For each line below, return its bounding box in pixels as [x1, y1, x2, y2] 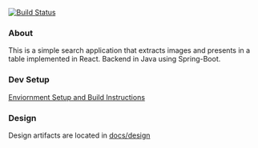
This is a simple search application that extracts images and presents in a [8, 46, 251, 55]
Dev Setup [8, 74, 50, 86]
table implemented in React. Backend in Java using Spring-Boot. [8, 54, 221, 64]
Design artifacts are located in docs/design [8, 130, 151, 140]
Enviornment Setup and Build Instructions [8, 92, 146, 102]
